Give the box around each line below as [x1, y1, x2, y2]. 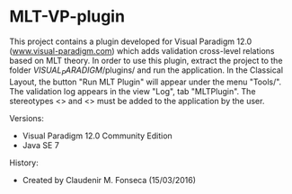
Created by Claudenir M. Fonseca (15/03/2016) [22, 174, 196, 185]
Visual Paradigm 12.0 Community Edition [22, 130, 173, 141]
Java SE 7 [22, 139, 60, 150]
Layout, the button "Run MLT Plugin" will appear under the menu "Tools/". [9, 76, 282, 87]
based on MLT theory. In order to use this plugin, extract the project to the [9, 55, 283, 66]
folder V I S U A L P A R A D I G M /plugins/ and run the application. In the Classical [9, 65, 284, 77]
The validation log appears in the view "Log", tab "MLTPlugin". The [9, 85, 256, 96]
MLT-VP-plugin [9, 6, 126, 27]
